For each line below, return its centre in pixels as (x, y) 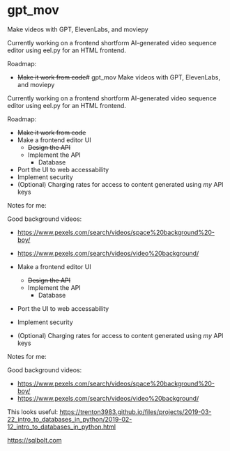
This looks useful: (32, 412)
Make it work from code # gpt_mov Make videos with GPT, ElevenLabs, (119, 77)
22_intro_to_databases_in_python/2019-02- (70, 419)
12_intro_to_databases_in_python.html (62, 427)
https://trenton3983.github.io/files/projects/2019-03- (135, 412)
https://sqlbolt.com (34, 440)
